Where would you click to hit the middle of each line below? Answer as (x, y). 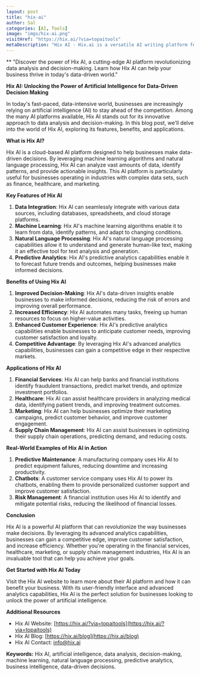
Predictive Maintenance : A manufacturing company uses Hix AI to (96, 459)
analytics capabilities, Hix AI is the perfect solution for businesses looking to (100, 594)
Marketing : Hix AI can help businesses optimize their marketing (93, 411)
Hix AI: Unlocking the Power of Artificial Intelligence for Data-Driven (92, 86)
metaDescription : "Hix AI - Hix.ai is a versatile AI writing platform (97, 45)
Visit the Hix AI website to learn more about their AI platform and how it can (99, 581)
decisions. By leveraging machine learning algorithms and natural (103, 158)
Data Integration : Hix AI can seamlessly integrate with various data (97, 206)
